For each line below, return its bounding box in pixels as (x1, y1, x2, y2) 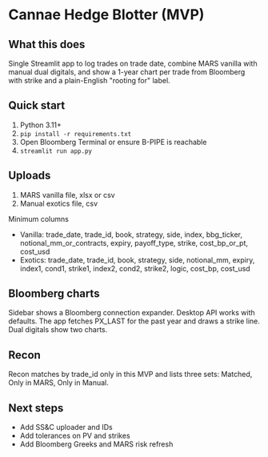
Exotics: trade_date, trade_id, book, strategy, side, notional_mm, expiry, (19, 255, 255, 265)
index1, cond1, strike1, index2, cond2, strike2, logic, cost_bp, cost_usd (19, 263, 250, 273)
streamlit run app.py (19, 146, 92, 155)
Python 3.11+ (19, 120, 62, 130)
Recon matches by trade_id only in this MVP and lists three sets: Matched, (8, 370, 253, 379)
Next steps (8, 401, 64, 415)
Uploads (8, 169, 51, 182)
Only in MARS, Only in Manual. (8, 378, 110, 387)
